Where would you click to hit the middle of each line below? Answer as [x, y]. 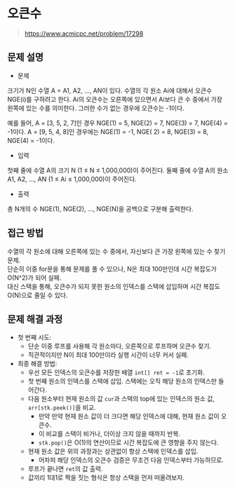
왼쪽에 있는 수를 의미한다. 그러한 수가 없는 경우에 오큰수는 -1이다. [96, 108]
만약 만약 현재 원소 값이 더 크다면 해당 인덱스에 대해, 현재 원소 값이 [129, 416]
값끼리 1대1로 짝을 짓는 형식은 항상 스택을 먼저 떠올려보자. [106, 477]
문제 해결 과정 [35, 319]
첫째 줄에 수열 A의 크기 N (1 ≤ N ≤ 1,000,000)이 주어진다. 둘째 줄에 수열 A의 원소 [118, 170]
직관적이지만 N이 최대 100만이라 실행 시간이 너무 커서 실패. [108, 355]
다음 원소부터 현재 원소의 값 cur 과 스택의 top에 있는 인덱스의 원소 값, [121, 399]
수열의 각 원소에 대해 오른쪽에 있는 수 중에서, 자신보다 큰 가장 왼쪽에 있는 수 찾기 [116, 251]
